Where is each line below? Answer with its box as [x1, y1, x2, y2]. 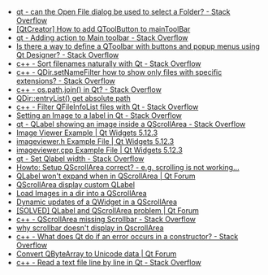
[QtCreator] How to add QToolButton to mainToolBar [15, 24, 191, 33]
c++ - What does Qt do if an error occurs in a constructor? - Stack [15, 232, 239, 241]
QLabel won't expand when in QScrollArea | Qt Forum [15, 171, 196, 181]
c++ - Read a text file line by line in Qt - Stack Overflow [15, 258, 201, 267]
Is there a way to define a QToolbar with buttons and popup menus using [15, 41, 260, 51]
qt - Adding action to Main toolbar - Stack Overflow [15, 33, 188, 42]
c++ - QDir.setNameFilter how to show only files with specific [15, 68, 223, 76]
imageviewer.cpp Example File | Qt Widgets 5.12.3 [15, 146, 183, 155]
